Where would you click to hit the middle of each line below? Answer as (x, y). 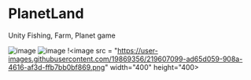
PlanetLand (46, 14)
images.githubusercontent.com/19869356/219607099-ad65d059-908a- (125, 59)
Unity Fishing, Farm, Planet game (62, 35)
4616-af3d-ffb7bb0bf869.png (57, 67)
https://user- (138, 50)
